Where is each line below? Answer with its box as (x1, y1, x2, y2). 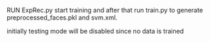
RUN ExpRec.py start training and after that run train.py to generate (6, 6, 204, 14)
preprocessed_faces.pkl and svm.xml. (6, 13, 118, 22)
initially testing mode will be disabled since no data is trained (6, 27, 184, 35)
